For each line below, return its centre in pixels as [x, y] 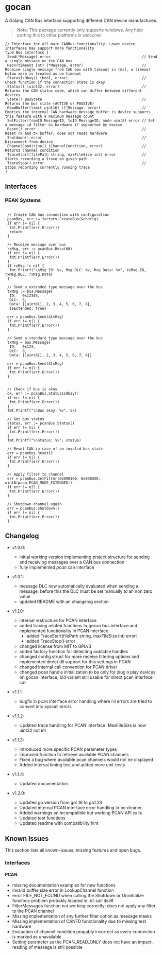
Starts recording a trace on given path [47, 159]
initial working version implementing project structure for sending [85, 557]
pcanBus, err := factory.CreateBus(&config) [53, 219]
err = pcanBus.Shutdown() [33, 508]
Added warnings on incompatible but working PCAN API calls [81, 813]
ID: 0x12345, [25, 296]
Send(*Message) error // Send [82, 57]
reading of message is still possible [47, 947]
